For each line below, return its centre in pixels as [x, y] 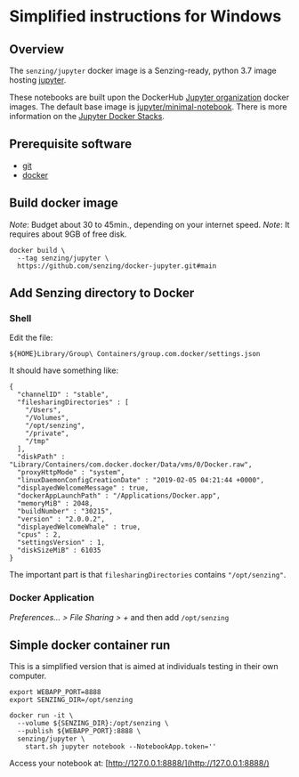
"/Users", [44, 410]
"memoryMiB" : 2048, [55, 504]
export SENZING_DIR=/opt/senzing [71, 700]
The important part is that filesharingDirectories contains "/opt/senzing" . [148, 575]
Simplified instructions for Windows [145, 16]
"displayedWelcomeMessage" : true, [83, 488]
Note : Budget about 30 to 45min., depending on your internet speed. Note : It [149, 224]
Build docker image [64, 203]
